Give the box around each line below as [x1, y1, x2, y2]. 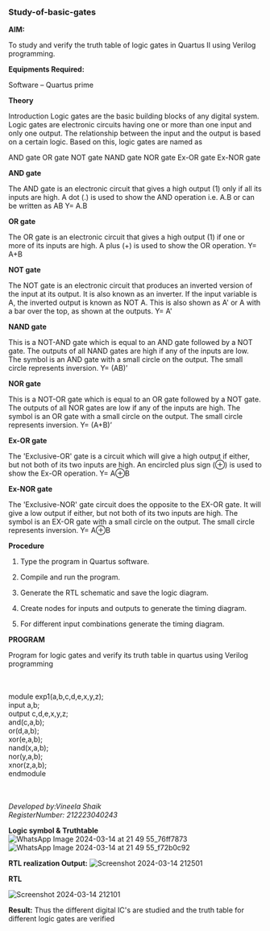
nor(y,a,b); [8, 752, 43, 762]
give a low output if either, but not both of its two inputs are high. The [8, 509, 239, 518]
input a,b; [8, 700, 40, 710]
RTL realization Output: [8, 858, 88, 868]
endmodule [8, 769, 47, 779]
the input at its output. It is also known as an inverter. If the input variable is [8, 289, 258, 299]
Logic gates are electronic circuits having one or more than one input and [8, 120, 252, 130]
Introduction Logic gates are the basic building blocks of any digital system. [8, 111, 260, 121]
